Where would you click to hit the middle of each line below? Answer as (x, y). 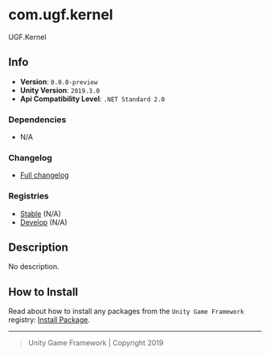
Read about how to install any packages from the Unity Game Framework (126, 312)
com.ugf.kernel (61, 15)
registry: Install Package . (49, 320)
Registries (29, 196)
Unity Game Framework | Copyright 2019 (96, 343)
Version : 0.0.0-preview (59, 81)
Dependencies (37, 120)
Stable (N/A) (41, 214)
